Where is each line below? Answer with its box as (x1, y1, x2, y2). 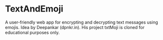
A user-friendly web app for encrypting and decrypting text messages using (5, 19, 159, 25)
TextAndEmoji (5, 3, 63, 14)
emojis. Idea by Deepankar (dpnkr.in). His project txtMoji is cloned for (5, 24, 145, 30)
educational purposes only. (5, 29, 60, 35)
